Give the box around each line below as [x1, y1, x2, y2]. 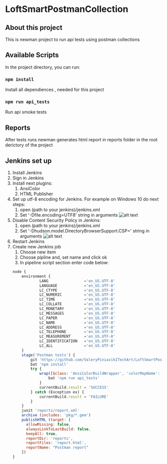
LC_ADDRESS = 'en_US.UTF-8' [39, 325, 116, 330]
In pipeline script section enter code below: [19, 260, 109, 266]
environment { [21, 274, 51, 279]
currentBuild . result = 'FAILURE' [39, 394, 109, 399]
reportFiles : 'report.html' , [25, 441, 87, 446]
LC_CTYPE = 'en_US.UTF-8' [39, 288, 116, 293]
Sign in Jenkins [12, 175, 44, 181]
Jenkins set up [5, 156, 52, 165]
